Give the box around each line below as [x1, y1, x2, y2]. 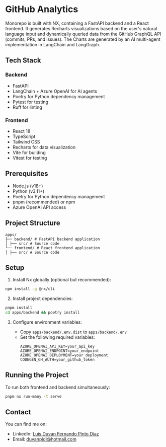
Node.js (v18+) [12, 183, 43, 189]
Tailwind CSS [12, 138, 40, 144]
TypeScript [12, 133, 36, 139]
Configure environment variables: [12, 319, 82, 325]
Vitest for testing [12, 155, 47, 161]
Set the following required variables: [20, 334, 95, 340]
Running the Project [5, 371, 69, 380]
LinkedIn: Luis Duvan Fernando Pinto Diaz [12, 431, 99, 437]
